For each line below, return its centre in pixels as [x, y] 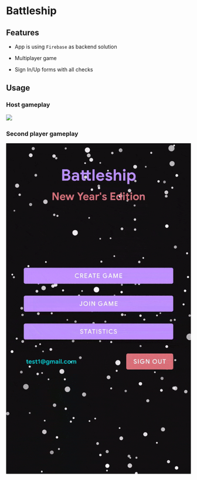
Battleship [31, 11]
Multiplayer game [35, 58]
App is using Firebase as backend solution [66, 47]
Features [23, 33]
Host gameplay [28, 105]
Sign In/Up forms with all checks [54, 69]
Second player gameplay [42, 134]
